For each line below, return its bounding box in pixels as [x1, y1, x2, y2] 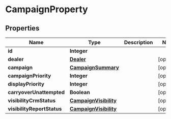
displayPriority [8, 80, 45, 87]
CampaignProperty [5, 4, 88, 15]
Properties [5, 24, 40, 33]
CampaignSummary [69, 64, 120, 71]
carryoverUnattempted [8, 89, 65, 96]
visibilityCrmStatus [8, 97, 56, 104]
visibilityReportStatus [8, 105, 62, 112]
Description [124, 39, 153, 46]
